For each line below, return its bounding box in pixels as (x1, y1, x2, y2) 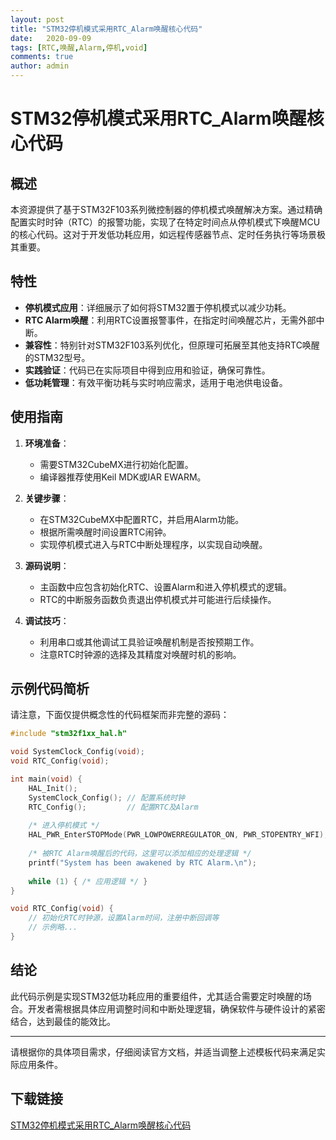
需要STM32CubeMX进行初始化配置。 (39, 458, 194, 470)
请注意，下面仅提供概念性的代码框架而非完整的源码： (10, 709, 230, 721)
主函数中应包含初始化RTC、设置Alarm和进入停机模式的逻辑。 (39, 581, 293, 593)
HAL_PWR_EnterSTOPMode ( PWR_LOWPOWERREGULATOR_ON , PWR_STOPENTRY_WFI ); (28, 830, 329, 840)
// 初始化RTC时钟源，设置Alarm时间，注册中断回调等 (28, 913, 220, 923)
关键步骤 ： (24, 492, 70, 504)
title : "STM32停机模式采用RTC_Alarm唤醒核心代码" (10, 24, 203, 34)
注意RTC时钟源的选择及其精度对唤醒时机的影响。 (39, 648, 242, 660)
